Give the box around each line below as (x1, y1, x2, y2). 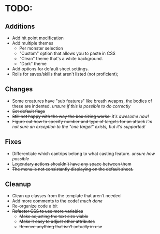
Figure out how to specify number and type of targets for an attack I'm (12, 118, 153, 124)
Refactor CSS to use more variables (12, 208, 83, 214)
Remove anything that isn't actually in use (19, 224, 102, 230)
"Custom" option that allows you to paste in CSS (19, 50, 116, 56)
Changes (5, 85, 33, 94)
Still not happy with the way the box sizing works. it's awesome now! (12, 113, 149, 119)
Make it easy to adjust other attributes (19, 218, 95, 224)
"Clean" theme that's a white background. (19, 56, 103, 61)
